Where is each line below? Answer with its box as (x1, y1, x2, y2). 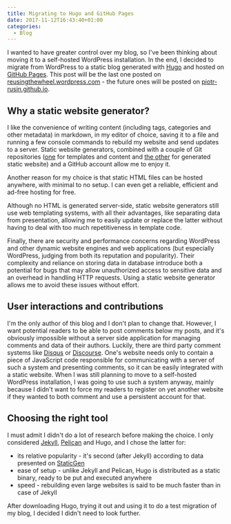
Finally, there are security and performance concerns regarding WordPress (7, 237, 221, 245)
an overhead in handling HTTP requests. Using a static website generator (7, 273, 216, 282)
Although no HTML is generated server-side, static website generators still (7, 202, 219, 210)
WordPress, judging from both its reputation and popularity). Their (7, 251, 195, 260)
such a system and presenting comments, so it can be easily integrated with (7, 363, 223, 371)
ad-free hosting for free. (7, 188, 77, 197)
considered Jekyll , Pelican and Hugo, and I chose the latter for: (7, 438, 186, 446)
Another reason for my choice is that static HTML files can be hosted (7, 173, 203, 182)
